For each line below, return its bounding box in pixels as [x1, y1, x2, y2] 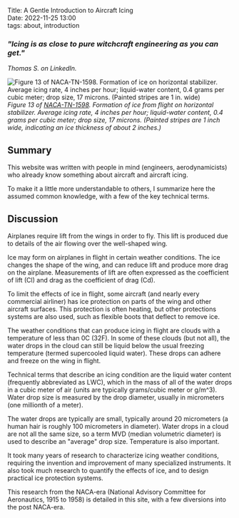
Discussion [7, 213, 59, 225]
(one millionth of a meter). [7, 400, 83, 409]
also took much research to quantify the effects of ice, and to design [7, 466, 209, 474]
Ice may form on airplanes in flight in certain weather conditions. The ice [7, 253, 220, 261]
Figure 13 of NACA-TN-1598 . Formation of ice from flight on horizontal [7, 101, 214, 109]
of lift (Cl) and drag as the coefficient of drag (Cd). [7, 275, 156, 284]
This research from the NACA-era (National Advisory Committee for [7, 487, 206, 496]
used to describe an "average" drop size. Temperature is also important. [7, 437, 220, 445]
